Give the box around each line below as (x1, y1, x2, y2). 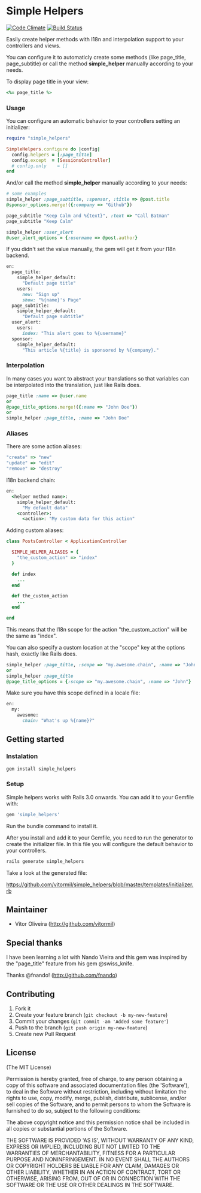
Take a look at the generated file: (6, 869, 87, 876)
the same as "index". (6, 632, 57, 639)
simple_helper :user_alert (6, 229, 74, 235)
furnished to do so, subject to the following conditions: (6, 1107, 141, 1114)
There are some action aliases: (6, 443, 82, 450)
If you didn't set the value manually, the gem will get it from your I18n (6, 246, 176, 253)
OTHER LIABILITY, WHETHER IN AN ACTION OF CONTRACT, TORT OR (6, 1168, 181, 1176)
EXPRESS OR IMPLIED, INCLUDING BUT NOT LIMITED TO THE (6, 1143, 160, 1150)
